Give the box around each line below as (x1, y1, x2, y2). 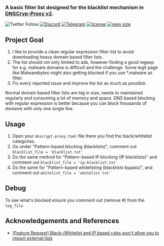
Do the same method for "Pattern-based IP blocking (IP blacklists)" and (12, 154, 158, 160)
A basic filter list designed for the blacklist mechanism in (5, 4, 144, 11)
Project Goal (5, 36, 44, 44)
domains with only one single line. (5, 106, 74, 112)
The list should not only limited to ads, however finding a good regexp (12, 59, 154, 65)
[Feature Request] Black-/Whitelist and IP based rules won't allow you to (12, 230, 159, 236)
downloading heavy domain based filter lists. (12, 54, 103, 60)
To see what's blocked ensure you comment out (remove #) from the (5, 197, 145, 203)
